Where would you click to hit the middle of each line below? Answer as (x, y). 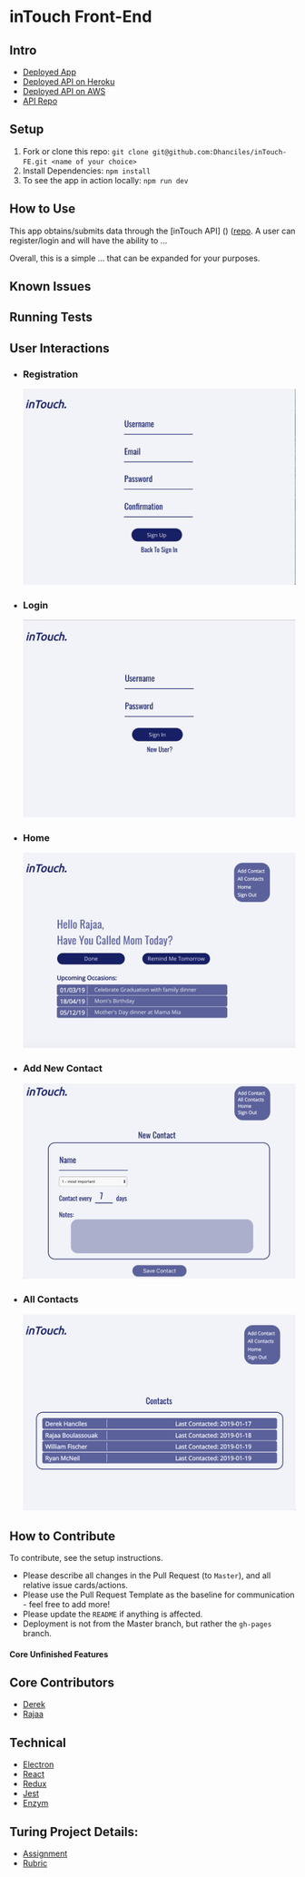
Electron (38, 1764)
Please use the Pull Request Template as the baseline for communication (158, 1595)
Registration (50, 374)
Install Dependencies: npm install (87, 171)
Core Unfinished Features (59, 1654)
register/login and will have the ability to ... (89, 240)
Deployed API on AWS (64, 91)
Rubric (35, 1863)
